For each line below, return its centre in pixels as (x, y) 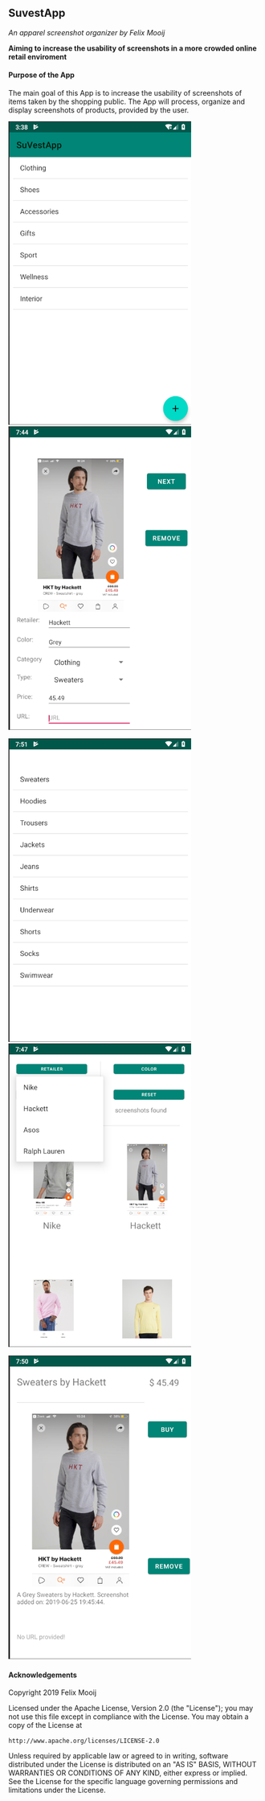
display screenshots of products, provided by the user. (99, 110)
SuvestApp (37, 13)
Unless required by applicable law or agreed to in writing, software (118, 1756)
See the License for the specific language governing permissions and (123, 1782)
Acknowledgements (43, 1675)
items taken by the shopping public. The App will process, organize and (126, 102)
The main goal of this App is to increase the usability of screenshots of (125, 93)
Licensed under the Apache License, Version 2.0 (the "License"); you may (131, 1709)
